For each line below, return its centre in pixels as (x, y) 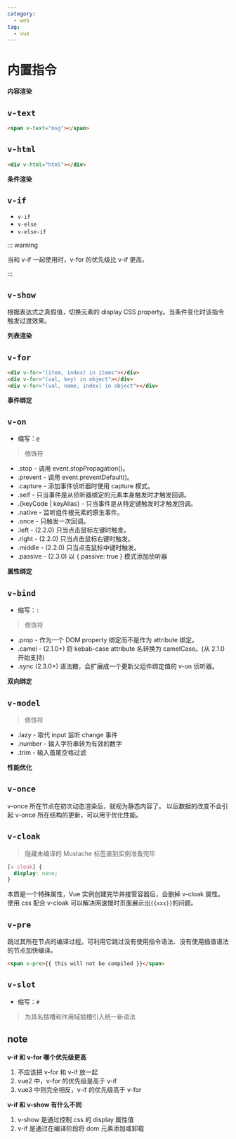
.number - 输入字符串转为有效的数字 (70, 744)
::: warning (23, 245)
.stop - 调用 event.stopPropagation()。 (73, 469)
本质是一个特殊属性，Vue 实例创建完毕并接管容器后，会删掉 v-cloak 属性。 (116, 894)
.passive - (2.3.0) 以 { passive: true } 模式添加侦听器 (92, 556)
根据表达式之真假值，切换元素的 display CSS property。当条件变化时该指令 (116, 312)
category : (22, 14)
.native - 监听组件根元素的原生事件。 (71, 513)
